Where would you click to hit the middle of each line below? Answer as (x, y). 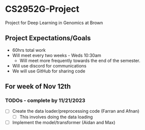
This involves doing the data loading (56, 117)
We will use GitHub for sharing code (49, 71)
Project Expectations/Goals (48, 38)
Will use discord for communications (49, 65)
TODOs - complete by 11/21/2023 (45, 100)
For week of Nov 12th (38, 86)
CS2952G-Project (42, 9)
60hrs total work (29, 50)
